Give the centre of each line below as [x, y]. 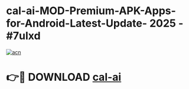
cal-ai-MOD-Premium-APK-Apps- [91, 11]
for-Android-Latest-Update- [77, 23]
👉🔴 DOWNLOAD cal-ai [64, 77]
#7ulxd [23, 36]
